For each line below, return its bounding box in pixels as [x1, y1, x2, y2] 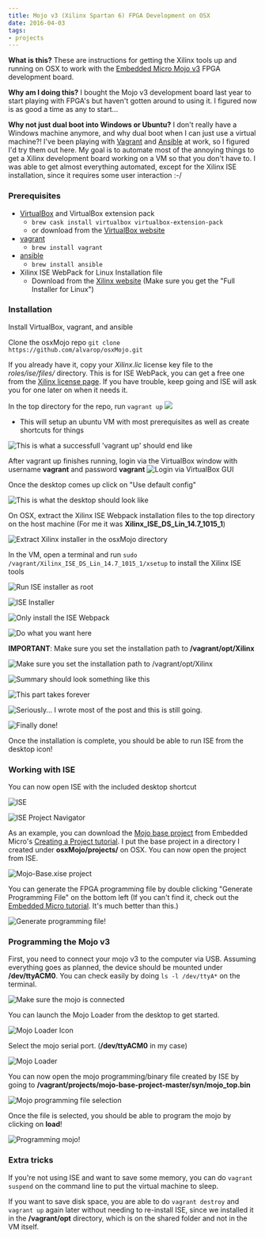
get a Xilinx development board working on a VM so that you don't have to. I [8, 154, 256, 163]
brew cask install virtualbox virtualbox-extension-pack [31, 218, 224, 226]
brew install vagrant [31, 244, 103, 252]
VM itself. [8, 1221, 40, 1231]
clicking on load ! [8, 1120, 62, 1129]
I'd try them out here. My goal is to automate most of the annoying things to [8, 145, 255, 155]
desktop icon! [8, 744, 53, 754]
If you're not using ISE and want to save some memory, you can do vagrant [8, 1172, 253, 1182]
